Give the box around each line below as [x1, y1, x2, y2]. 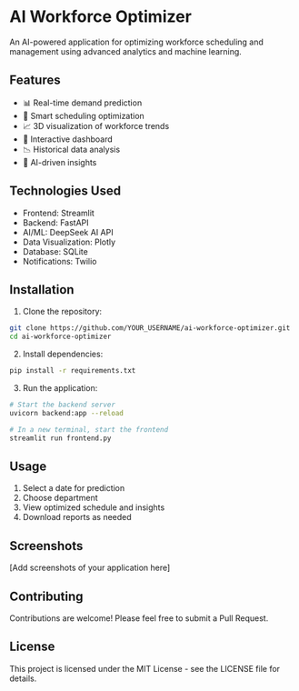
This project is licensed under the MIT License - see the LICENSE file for [9, 663, 280, 674]
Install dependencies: [22, 348, 104, 360]
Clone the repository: [22, 306, 103, 317]
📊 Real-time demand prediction [22, 97, 143, 108]
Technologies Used [9, 184, 121, 199]
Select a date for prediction [22, 483, 125, 494]
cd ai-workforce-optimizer [9, 332, 112, 342]
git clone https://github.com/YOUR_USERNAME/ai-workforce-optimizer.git [9, 324, 291, 333]
